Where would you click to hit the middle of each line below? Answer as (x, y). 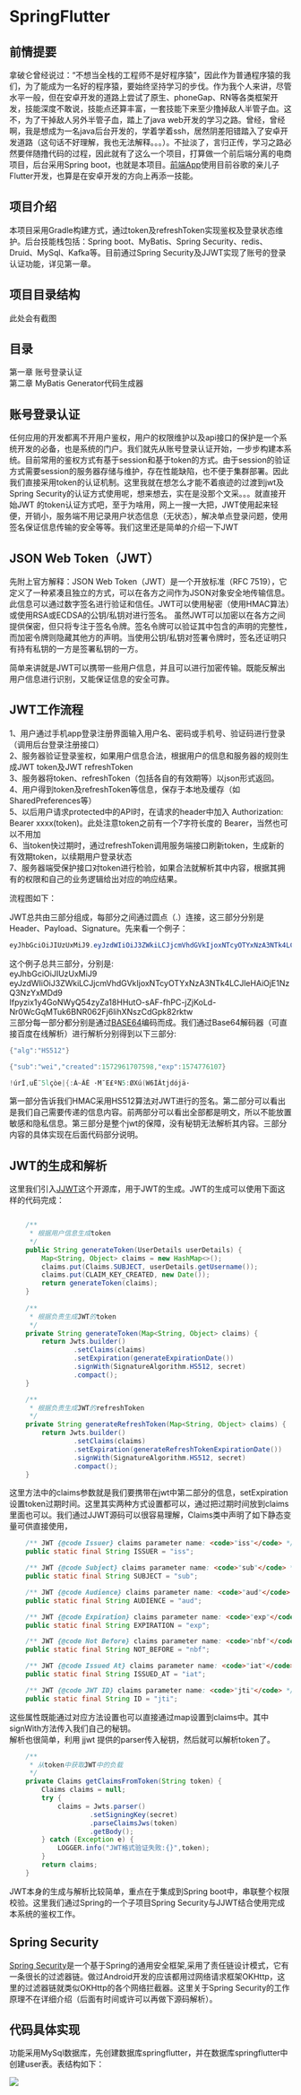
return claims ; (70, 1865)
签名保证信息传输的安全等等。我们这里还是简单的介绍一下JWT (124, 527)
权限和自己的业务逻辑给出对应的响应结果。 (103, 879)
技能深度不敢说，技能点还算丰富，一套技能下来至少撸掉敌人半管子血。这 (158, 108)
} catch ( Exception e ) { (88, 1840)
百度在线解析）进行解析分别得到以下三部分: (97, 1034)
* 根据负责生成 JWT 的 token (73, 1316)
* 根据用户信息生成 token (70, 1234)
